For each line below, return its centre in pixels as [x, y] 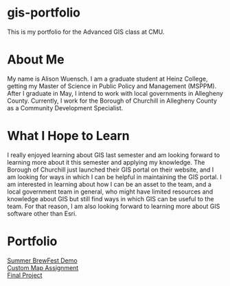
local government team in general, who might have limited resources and [110, 192]
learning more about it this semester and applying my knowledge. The [106, 162]
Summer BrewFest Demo [42, 261]
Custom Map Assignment [43, 267]
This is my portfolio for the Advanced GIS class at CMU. [86, 32]
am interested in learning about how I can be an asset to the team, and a [109, 184]
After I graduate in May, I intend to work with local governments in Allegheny [115, 93]
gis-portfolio [44, 13]
